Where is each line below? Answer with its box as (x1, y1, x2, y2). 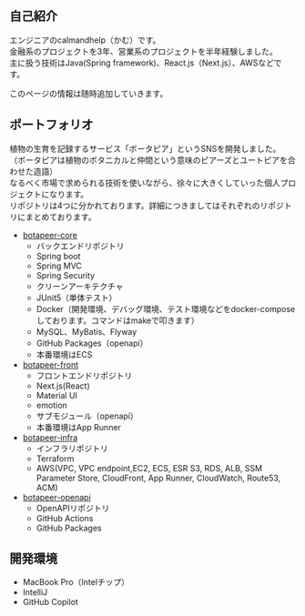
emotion (36, 399, 68, 410)
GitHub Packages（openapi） (36, 338, 148, 348)
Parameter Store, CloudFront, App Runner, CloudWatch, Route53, (36, 472, 281, 483)
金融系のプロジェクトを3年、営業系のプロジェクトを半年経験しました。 (9, 45, 278, 56)
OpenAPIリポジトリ (36, 502, 110, 513)
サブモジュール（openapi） (36, 410, 138, 421)
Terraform (36, 453, 75, 464)
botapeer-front (22, 358, 79, 370)
